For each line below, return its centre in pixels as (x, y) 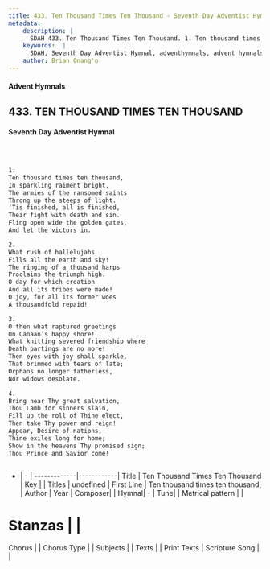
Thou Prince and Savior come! (59, 453)
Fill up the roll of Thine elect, (66, 416)
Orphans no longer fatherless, (61, 371)
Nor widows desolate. (45, 379)
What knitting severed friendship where (77, 342)
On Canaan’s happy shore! (51, 334)
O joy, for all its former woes (62, 297)
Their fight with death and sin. (64, 215)
